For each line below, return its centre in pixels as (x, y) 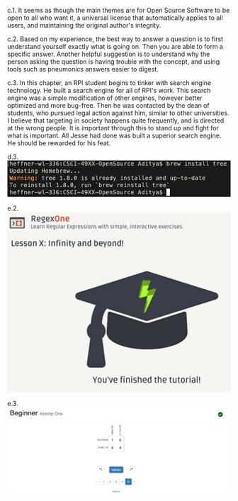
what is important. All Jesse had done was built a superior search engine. (114, 135)
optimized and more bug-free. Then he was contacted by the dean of (109, 105)
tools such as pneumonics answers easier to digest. (83, 69)
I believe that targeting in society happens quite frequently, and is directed (116, 120)
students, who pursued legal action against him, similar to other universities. (118, 113)
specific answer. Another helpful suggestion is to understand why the (109, 54)
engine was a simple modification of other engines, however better (105, 98)
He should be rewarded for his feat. (59, 143)
